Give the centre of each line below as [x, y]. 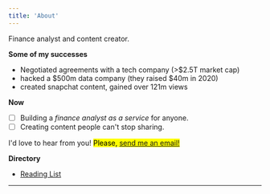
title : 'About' [34, 16]
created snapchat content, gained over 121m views [104, 87]
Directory [25, 158]
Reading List [41, 174]
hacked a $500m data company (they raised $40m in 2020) [119, 78]
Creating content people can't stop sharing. [92, 127]
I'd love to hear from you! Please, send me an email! [94, 143]
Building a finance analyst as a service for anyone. [104, 118]
